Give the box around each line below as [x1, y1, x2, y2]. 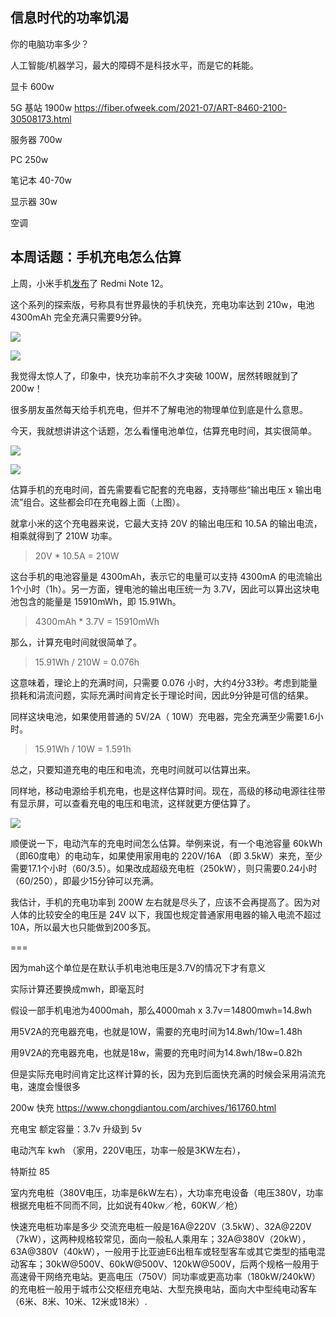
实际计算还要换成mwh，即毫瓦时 [10, 983, 145, 995]
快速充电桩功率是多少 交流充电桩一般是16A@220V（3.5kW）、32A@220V [10, 1220, 312, 1232]
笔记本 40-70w [10, 174, 72, 186]
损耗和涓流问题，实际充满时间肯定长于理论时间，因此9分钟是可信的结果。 [10, 689, 314, 701]
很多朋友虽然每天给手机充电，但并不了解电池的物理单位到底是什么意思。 [10, 403, 308, 415]
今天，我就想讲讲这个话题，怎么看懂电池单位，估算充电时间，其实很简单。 [10, 424, 317, 437]
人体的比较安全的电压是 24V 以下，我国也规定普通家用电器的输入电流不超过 [10, 908, 322, 920]
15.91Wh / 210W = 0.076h [34, 656, 140, 668]
